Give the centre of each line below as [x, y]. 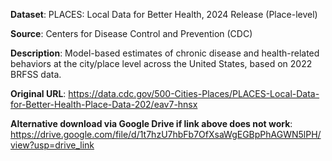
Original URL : [38, 93]
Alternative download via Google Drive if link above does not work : [151, 123]
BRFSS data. [36, 74]
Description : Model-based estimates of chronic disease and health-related [165, 53]
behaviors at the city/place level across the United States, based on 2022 [161, 63]
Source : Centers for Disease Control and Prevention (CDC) [131, 33]
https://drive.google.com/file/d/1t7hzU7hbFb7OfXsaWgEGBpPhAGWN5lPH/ [166, 134]
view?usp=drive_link [52, 145]
